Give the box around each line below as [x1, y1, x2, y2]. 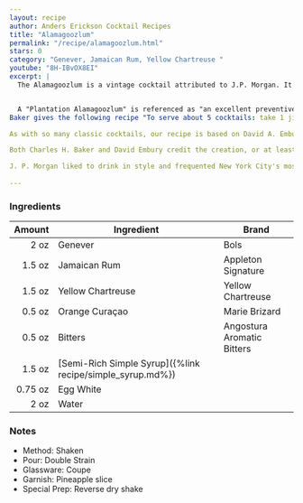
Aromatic [223, 331, 262, 344]
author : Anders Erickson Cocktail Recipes [9, 22, 171, 31]
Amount [14, 223, 50, 236]
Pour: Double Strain [22, 455, 96, 466]
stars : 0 [9, 47, 42, 56]
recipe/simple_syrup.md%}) [58, 368, 176, 381]
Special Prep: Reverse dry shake [22, 484, 143, 495]
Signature [223, 265, 265, 277]
